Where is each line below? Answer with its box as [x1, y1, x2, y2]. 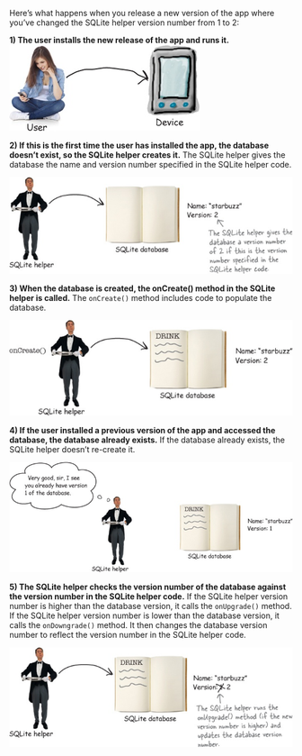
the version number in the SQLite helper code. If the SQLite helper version [9, 591, 289, 602]
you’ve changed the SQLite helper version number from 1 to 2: [9, 17, 240, 28]
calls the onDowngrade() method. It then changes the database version [9, 620, 268, 631]
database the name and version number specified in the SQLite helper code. [9, 159, 292, 169]
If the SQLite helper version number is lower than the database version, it [9, 610, 280, 621]
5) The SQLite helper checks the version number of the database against [9, 581, 287, 593]
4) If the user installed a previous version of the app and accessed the [9, 425, 276, 436]
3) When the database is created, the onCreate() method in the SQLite [9, 283, 276, 294]
